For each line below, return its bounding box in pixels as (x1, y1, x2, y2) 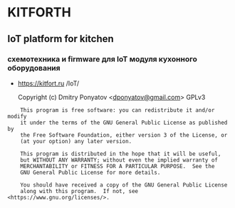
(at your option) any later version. (20, 137, 132, 145)
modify (7, 113, 27, 120)
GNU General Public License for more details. (20, 169, 161, 176)
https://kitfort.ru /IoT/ (17, 79, 80, 88)
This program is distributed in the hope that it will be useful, (20, 150, 221, 157)
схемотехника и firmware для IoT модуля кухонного (7, 54, 197, 64)
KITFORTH (7, 4, 71, 21)
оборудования (7, 63, 61, 73)
